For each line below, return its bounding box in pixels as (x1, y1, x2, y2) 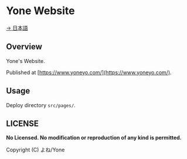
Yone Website (6, 4, 75, 18)
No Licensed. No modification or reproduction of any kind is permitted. (6, 134, 182, 141)
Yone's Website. (6, 57, 45, 64)
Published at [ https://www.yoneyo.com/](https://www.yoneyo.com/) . (6, 69, 172, 76)
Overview (6, 42, 43, 52)
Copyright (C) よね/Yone (6, 146, 65, 154)
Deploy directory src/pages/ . (6, 101, 76, 108)
